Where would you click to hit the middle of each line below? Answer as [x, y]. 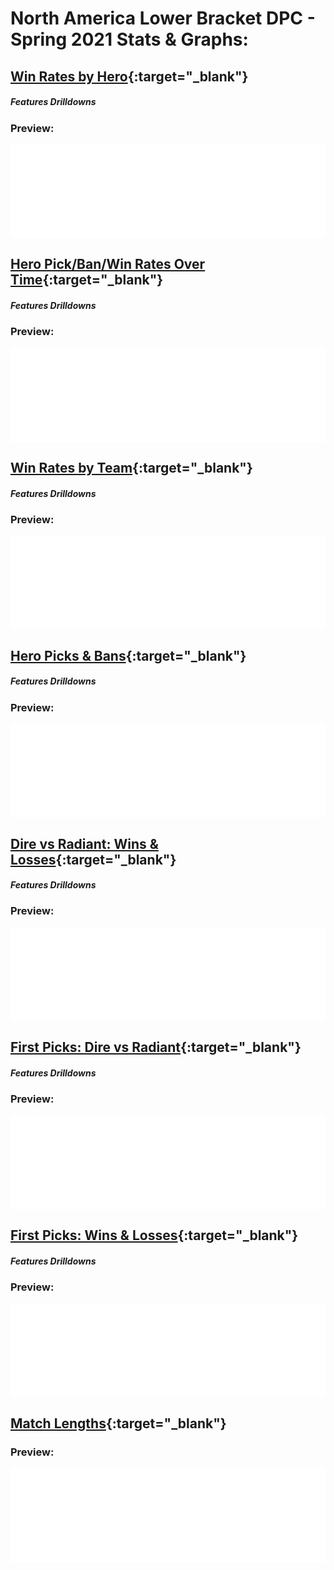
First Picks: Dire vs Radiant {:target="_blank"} [156, 1047]
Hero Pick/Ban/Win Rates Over [108, 264]
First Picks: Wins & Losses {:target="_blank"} [154, 1235]
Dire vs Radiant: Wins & [84, 843]
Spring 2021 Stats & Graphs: [129, 39]
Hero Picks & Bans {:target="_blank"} [128, 655]
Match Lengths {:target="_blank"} [118, 1423]
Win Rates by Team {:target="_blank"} [131, 468]
